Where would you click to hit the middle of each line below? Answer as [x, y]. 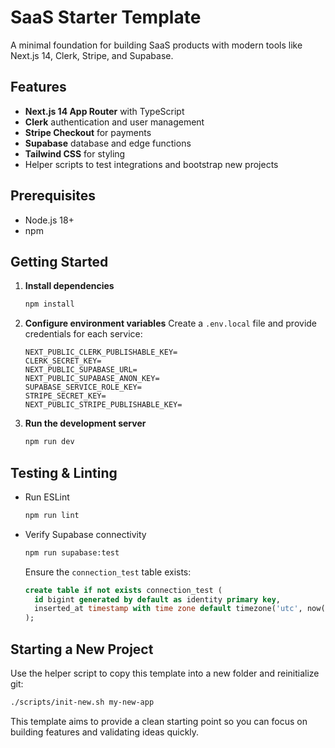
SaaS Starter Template [106, 17]
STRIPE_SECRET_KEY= [65, 396]
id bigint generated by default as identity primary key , [158, 599]
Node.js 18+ [49, 220]
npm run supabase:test [72, 552]
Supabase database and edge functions [108, 143]
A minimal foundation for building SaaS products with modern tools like [156, 45]
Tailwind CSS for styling [75, 153]
